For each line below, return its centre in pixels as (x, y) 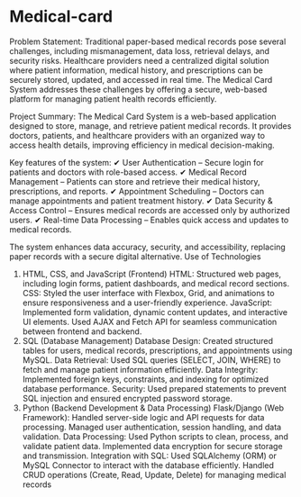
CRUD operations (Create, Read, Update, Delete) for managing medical (154, 474)
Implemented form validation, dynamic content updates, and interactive (155, 312)
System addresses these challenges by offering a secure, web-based (138, 89)
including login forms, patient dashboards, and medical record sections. (156, 283)
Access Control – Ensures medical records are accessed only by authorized (150, 210)
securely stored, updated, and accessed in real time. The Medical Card (141, 79)
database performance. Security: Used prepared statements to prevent (154, 388)
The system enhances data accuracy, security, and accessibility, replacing (147, 247)
